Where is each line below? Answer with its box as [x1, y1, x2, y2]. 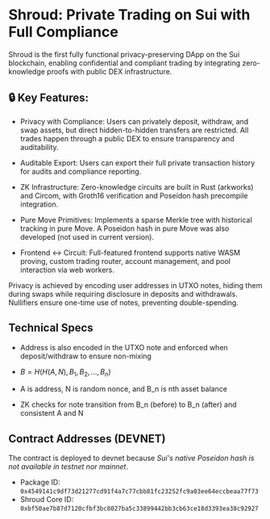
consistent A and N [19, 408, 84, 418]
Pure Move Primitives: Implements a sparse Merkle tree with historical [19, 215, 252, 224]
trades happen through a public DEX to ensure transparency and [19, 133, 235, 143]
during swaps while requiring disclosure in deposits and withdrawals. [8, 289, 238, 299]
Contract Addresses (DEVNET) [8, 432, 166, 446]
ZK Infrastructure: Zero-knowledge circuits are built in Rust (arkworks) [19, 182, 254, 191]
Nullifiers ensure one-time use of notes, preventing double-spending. [8, 297, 239, 308]
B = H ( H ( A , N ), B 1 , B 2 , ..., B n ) [19, 366, 111, 379]
